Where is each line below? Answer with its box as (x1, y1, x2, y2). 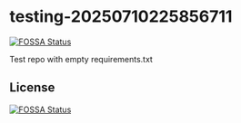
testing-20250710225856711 (9, 6, 233, 27)
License (9, 80, 55, 96)
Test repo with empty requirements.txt (9, 53, 153, 64)
